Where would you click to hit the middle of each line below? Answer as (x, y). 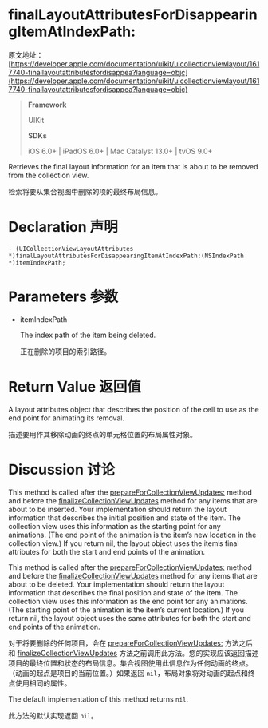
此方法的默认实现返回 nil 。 (53, 715)
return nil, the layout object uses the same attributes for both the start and (130, 618)
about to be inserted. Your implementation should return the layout (118, 509)
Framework (47, 105)
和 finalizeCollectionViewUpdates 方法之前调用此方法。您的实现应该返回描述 (134, 653)
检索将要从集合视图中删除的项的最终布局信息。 (85, 191)
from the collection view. (49, 175)
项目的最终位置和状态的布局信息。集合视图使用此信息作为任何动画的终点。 (130, 663)
